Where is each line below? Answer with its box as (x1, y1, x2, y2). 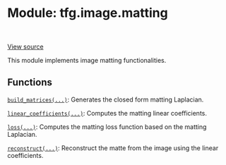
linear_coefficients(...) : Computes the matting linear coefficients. (7, 109, 207, 117)
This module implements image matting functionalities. (7, 56, 167, 64)
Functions (7, 76, 53, 89)
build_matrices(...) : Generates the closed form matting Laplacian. (7, 95, 204, 104)
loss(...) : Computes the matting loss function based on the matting (7, 122, 207, 131)
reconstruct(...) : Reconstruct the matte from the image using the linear (7, 143, 219, 152)
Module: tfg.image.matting (7, 5, 168, 21)
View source (7, 42, 44, 51)
